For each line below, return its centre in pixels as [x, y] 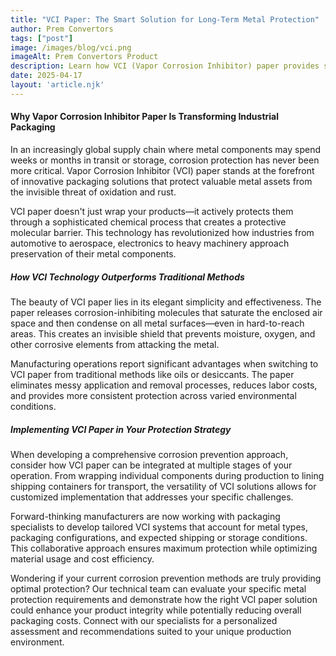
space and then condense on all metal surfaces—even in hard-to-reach [157, 323]
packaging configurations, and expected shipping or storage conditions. [159, 537]
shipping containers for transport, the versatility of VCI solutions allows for [163, 486]
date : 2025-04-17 [46, 76]
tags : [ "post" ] [42, 38]
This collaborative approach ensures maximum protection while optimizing [164, 548]
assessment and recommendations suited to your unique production [151, 631]
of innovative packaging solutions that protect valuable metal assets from [161, 181]
